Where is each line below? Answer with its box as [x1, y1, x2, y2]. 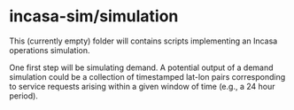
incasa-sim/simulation [9, 6, 179, 27]
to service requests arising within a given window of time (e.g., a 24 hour [9, 81, 275, 91]
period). [9, 90, 38, 101]
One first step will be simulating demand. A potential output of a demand [9, 62, 274, 73]
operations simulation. [9, 44, 90, 55]
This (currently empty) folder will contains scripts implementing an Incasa [9, 35, 278, 46]
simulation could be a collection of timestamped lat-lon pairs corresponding [9, 71, 286, 82]
